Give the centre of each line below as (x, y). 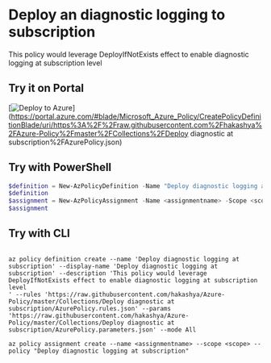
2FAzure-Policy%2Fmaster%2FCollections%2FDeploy (98, 133)
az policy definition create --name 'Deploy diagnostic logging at (124, 259)
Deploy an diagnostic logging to (117, 15)
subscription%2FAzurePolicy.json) (65, 142)
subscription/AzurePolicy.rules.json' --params (90, 308)
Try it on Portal (46, 88)
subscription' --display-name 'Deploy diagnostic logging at (113, 266)
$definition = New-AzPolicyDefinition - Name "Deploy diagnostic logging (133, 186)
